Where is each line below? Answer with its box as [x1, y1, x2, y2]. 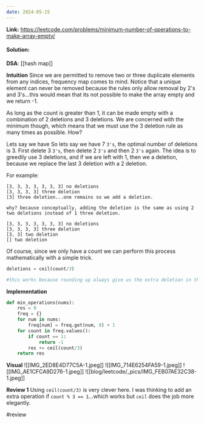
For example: [6, 171, 39, 179]
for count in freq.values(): [17, 327, 91, 334]
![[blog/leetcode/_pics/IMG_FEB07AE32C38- [85, 368, 197, 375]
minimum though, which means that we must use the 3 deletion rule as [6, 122, 183, 129]
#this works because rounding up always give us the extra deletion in [6, 277, 191, 283]
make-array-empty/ [6, 32, 56, 40]
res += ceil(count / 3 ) [28, 345, 83, 351]
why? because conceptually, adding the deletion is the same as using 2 [6, 205, 194, 211]
